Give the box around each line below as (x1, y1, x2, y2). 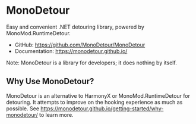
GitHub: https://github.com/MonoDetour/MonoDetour (14, 41, 146, 48)
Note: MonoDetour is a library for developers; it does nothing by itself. (6, 59, 177, 66)
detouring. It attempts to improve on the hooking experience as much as (6, 98, 183, 106)
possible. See (6, 105, 40, 112)
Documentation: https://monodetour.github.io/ (14, 47, 128, 54)
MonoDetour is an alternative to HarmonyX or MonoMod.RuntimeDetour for (6, 92, 190, 99)
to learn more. (39, 111, 74, 118)
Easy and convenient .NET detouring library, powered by (6, 23, 144, 30)
